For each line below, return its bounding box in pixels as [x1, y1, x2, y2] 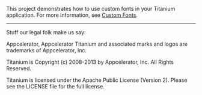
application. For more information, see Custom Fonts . [6, 11, 138, 19]
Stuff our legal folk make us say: [6, 29, 86, 35]
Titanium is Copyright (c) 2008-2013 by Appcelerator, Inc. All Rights [6, 58, 174, 66]
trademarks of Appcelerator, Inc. [6, 47, 87, 54]
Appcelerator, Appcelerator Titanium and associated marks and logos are [6, 40, 188, 47]
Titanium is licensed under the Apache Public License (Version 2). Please [6, 76, 188, 84]
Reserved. [6, 65, 32, 72]
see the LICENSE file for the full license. [6, 83, 105, 90]
